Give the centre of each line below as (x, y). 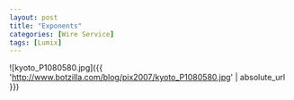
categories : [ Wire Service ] (62, 34)
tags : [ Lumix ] (36, 42)
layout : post (34, 17)
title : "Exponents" (46, 26)
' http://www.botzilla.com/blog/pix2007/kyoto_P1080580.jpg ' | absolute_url (147, 78)
